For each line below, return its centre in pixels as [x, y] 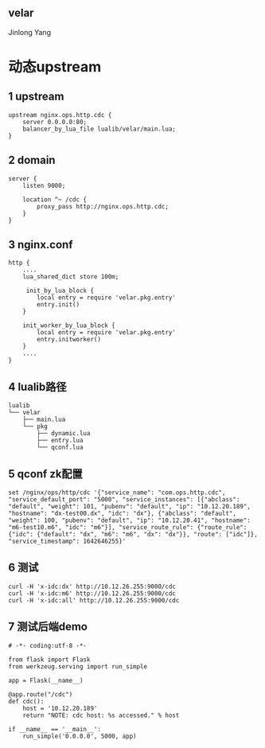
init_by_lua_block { [60, 291]
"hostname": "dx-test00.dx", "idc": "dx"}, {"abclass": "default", [123, 514]
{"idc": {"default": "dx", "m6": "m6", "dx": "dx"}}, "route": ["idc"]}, [133, 535]
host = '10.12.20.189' [60, 708]
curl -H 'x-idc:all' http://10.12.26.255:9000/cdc [94, 600]
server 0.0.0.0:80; [55, 122]
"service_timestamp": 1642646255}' [67, 542]
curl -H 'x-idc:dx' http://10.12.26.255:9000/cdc [92, 586]
